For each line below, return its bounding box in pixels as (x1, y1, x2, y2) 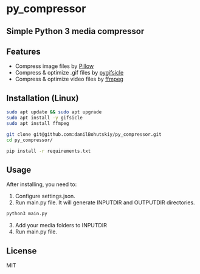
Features (6, 46, 41, 56)
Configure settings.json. (15, 193, 76, 200)
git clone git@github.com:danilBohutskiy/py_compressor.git (6, 131, 162, 138)
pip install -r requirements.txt (6, 148, 91, 154)
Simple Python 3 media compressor (6, 26, 145, 36)
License (6, 246, 37, 256)
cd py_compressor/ (6, 137, 53, 143)
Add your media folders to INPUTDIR (15, 222, 108, 229)
